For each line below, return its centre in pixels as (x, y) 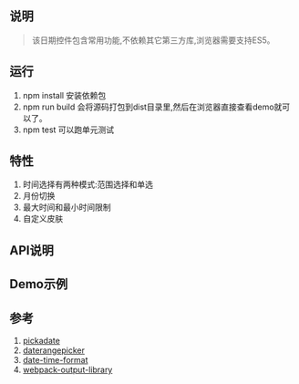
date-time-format (55, 360)
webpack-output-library (67, 370)
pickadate (41, 341)
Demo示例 (39, 284)
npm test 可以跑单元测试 (68, 130)
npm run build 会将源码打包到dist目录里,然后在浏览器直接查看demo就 (152, 107)
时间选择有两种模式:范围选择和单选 (88, 184)
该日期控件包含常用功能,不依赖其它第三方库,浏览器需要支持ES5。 (153, 40)
